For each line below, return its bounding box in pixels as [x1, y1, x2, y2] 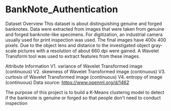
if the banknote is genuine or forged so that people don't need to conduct [5, 95, 161, 101]
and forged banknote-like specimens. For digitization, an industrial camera [5, 31, 163, 37]
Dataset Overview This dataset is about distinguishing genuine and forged [5, 20, 162, 27]
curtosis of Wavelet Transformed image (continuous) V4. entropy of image [5, 74, 163, 80]
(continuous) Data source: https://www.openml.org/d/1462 [5, 79, 129, 85]
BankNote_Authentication [5, 4, 118, 15]
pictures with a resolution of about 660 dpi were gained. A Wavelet [17, 48, 159, 54]
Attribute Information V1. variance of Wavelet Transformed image [5, 63, 143, 69]
